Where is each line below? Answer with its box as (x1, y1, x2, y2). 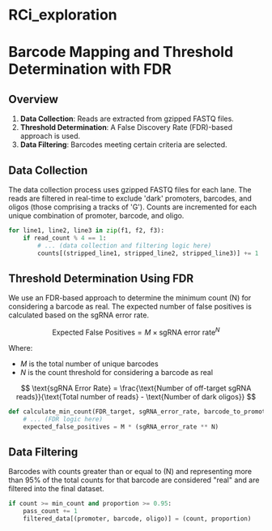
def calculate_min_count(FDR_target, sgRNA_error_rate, (8, 408, 201, 416)
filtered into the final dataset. (8, 484, 105, 494)
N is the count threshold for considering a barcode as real (19, 367, 213, 377)
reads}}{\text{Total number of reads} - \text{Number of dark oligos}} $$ (15, 391, 257, 401)
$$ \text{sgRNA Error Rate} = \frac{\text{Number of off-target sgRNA (20, 383, 252, 393)
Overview (8, 92, 59, 106)
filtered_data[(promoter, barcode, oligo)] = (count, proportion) (23, 515, 252, 523)
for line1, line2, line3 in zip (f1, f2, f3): (8, 227, 164, 235)
